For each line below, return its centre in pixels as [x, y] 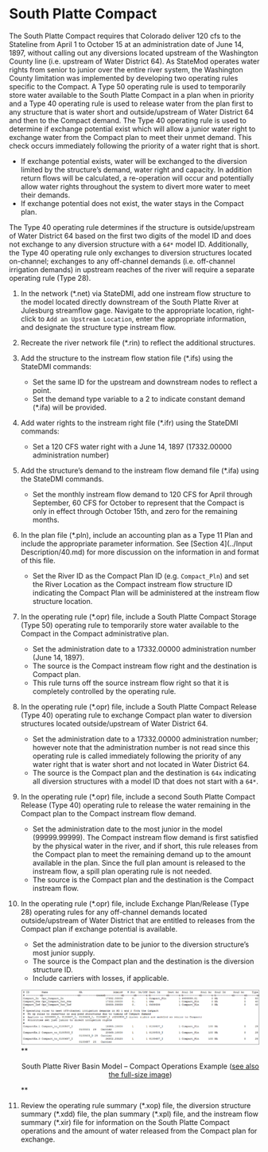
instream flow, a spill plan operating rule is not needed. [122, 871]
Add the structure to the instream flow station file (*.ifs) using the [127, 358]
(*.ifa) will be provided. [69, 407]
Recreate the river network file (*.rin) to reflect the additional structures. [138, 342]
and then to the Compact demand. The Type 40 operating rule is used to [128, 120]
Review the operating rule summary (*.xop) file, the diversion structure [136, 1106]
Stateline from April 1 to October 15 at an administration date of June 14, [126, 44]
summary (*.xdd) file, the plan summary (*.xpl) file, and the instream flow [140, 1114]
